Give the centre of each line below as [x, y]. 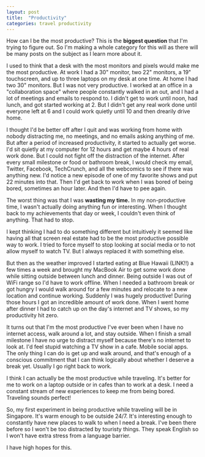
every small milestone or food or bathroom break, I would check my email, [100, 163]
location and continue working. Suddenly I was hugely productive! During [99, 296]
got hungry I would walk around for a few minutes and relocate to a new [97, 290]
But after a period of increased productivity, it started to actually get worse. [101, 143]
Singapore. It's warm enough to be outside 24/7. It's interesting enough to [99, 416]
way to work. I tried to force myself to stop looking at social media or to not [101, 245]
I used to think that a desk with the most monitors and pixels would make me [103, 66]
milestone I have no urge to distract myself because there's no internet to [99, 340]
